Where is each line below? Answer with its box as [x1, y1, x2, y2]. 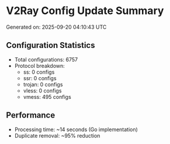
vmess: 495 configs [23, 93, 71, 100]
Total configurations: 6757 [14, 56, 78, 63]
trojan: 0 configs [23, 81, 63, 88]
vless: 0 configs [23, 87, 62, 94]
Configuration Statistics [6, 40, 95, 50]
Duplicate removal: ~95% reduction [14, 132, 100, 139]
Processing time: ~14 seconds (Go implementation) [14, 126, 138, 133]
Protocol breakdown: [14, 62, 65, 69]
